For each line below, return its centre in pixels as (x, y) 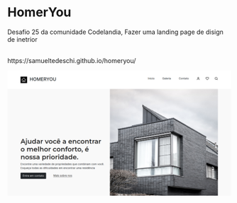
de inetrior (22, 39)
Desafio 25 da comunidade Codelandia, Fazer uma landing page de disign (115, 32)
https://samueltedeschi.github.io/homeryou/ (72, 60)
